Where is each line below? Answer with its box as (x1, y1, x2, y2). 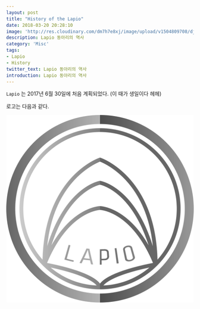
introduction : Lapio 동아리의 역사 (6, 72, 87, 79)
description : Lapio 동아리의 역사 (6, 35, 85, 41)
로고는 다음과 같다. (6, 103, 49, 110)
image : (6, 29, 23, 35)
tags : (6, 48, 20, 54)
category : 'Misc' (6, 41, 49, 47)
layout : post (6, 10, 39, 15)
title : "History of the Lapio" (6, 15, 84, 22)
